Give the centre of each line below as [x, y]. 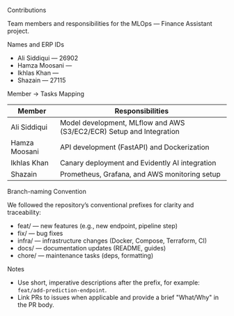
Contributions [27, 10]
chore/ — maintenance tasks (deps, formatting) [85, 255]
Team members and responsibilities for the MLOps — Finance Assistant [110, 23]
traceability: [24, 212]
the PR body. [36, 305]
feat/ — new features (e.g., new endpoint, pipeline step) [97, 226]
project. [18, 31]
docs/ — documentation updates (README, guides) [92, 248]
